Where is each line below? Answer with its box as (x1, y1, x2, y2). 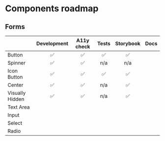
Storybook (115, 40, 141, 47)
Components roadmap (5, 3, 99, 14)
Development (36, 40, 69, 47)
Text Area (7, 104, 30, 111)
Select (7, 120, 23, 126)
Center (7, 82, 24, 88)
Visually (7, 89, 26, 96)
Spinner (7, 59, 26, 66)
